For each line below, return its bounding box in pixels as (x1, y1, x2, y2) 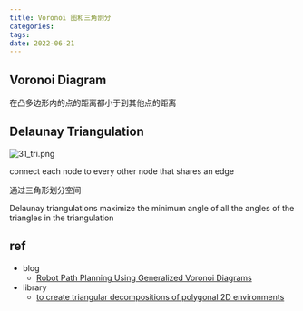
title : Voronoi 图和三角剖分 (9, 13, 112, 23)
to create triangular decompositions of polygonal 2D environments (35, 291, 285, 302)
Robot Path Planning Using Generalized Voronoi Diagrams (35, 272, 252, 283)
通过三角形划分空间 (9, 184, 82, 195)
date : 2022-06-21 (9, 38, 75, 48)
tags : (9, 30, 30, 39)
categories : (9, 22, 54, 31)
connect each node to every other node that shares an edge (9, 165, 234, 177)
